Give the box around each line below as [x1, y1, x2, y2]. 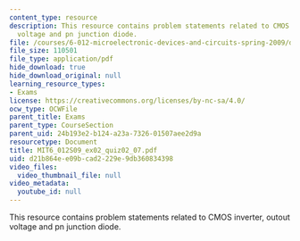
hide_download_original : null [9, 71, 122, 80]
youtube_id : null [17, 187, 82, 196]
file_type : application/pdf [9, 54, 114, 63]
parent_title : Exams [9, 112, 87, 121]
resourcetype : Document [9, 137, 98, 146]
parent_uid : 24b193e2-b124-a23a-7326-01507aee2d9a [9, 129, 202, 138]
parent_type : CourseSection [9, 121, 114, 130]
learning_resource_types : [9, 79, 105, 88]
